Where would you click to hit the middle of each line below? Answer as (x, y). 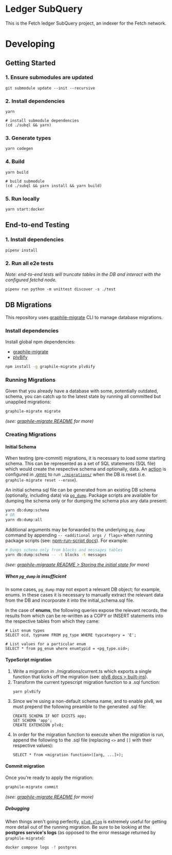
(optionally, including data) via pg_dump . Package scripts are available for (82, 495)
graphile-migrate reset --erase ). (41, 480)
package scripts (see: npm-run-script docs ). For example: (67, 541)
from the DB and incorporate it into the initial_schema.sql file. (70, 600)
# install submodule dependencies (42, 121)
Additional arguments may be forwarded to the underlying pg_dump (75, 529)
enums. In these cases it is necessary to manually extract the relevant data (84, 594)
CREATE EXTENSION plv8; (38, 725)
